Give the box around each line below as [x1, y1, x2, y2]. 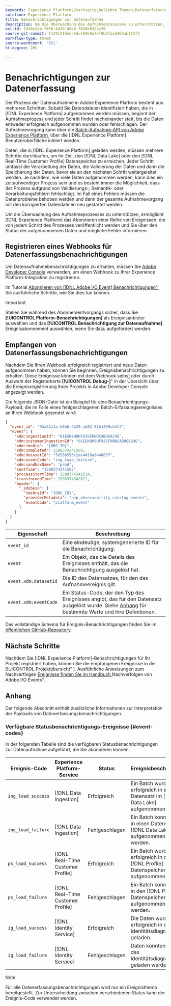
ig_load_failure [8, 953, 47, 958]
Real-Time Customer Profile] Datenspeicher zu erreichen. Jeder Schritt [5, 158, 154, 164]
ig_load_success [8, 925, 47, 931]
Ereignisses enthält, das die [62, 560, 128, 567]
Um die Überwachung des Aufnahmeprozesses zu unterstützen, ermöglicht [5, 211, 164, 217]
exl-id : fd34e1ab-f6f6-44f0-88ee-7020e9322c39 [5, 26, 106, 32]
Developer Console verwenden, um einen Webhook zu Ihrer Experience [5, 269, 156, 275]
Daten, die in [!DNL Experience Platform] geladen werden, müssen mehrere [5, 147, 163, 153]
